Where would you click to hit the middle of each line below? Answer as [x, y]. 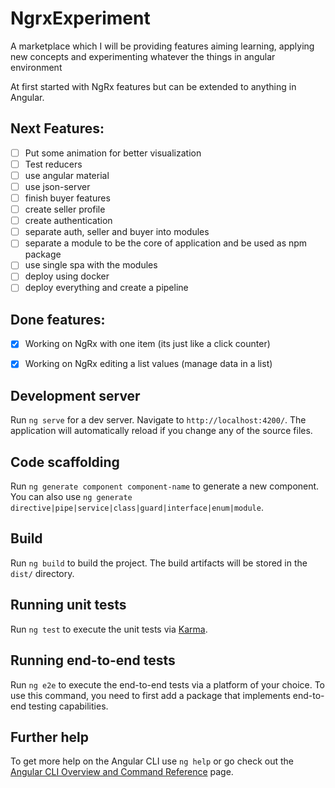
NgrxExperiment [80, 18]
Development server [75, 395]
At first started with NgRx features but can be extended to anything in [153, 86]
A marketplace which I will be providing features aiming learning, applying [162, 46]
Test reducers [53, 164]
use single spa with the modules [91, 265]
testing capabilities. [68, 706]
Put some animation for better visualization [113, 153]
